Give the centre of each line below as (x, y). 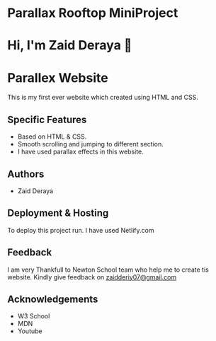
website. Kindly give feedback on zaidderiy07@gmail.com (92, 277)
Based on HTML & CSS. (52, 137)
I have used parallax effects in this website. (80, 152)
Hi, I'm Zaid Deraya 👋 (70, 46)
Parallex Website (58, 77)
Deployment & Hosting (58, 213)
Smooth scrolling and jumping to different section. (91, 144)
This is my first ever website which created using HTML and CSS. (103, 98)
